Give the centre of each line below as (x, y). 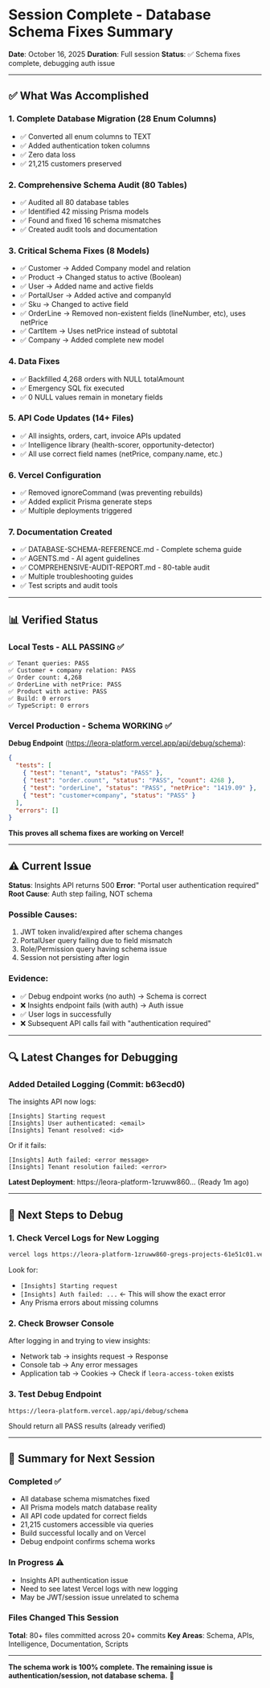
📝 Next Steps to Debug (66, 1215)
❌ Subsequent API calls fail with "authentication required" (115, 1023)
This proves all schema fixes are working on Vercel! (96, 833)
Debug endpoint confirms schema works (87, 1542)
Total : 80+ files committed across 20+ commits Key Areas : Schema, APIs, (131, 1635)
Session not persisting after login (75, 958)
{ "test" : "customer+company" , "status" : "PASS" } (109, 795)
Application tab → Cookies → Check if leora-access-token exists (127, 1373)
